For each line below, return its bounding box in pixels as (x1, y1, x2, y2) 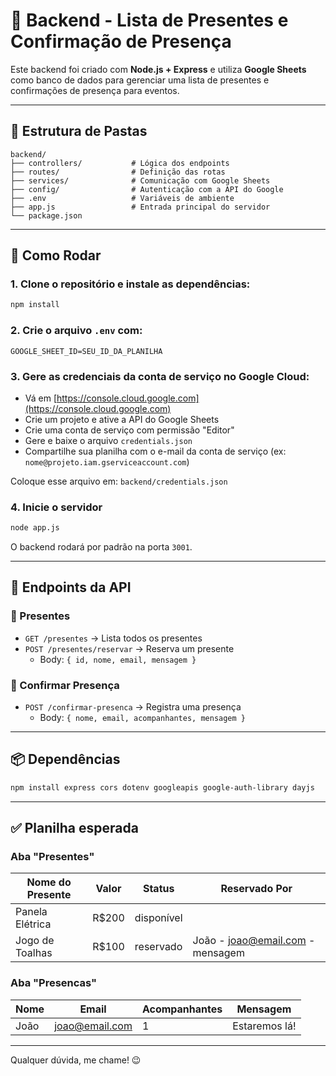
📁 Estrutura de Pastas (10, 123, 148, 140)
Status (142, 882, 175, 896)
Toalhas (15, 946, 53, 960)
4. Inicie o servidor (10, 500, 103, 514)
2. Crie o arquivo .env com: (10, 324, 143, 338)
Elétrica (15, 917, 52, 931)
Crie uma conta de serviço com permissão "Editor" (24, 424, 235, 436)
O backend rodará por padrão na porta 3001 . (10, 541, 193, 553)
